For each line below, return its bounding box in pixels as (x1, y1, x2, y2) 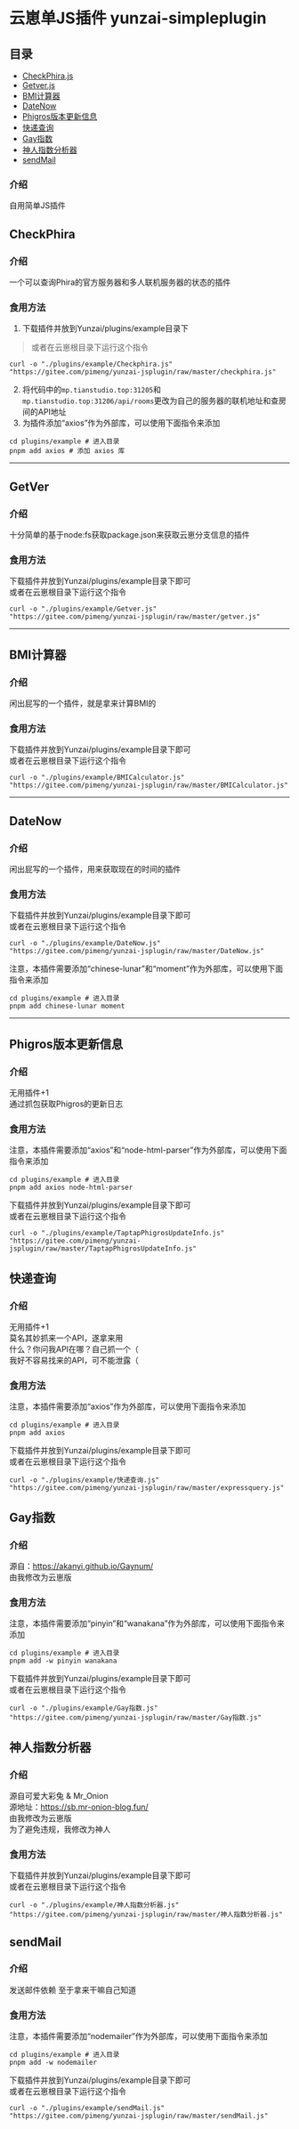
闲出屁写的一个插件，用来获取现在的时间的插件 (9, 863, 181, 874)
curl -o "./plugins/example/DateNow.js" (9, 939, 162, 948)
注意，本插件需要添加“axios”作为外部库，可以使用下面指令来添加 (9, 1401, 246, 1412)
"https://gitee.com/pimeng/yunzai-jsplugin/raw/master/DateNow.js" (9, 947, 265, 956)
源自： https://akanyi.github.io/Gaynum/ (9, 1560, 154, 1571)
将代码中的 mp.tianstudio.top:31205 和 (21, 385, 162, 395)
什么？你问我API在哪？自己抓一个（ (9, 1343, 140, 1354)
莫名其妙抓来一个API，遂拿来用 (9, 1332, 124, 1343)
